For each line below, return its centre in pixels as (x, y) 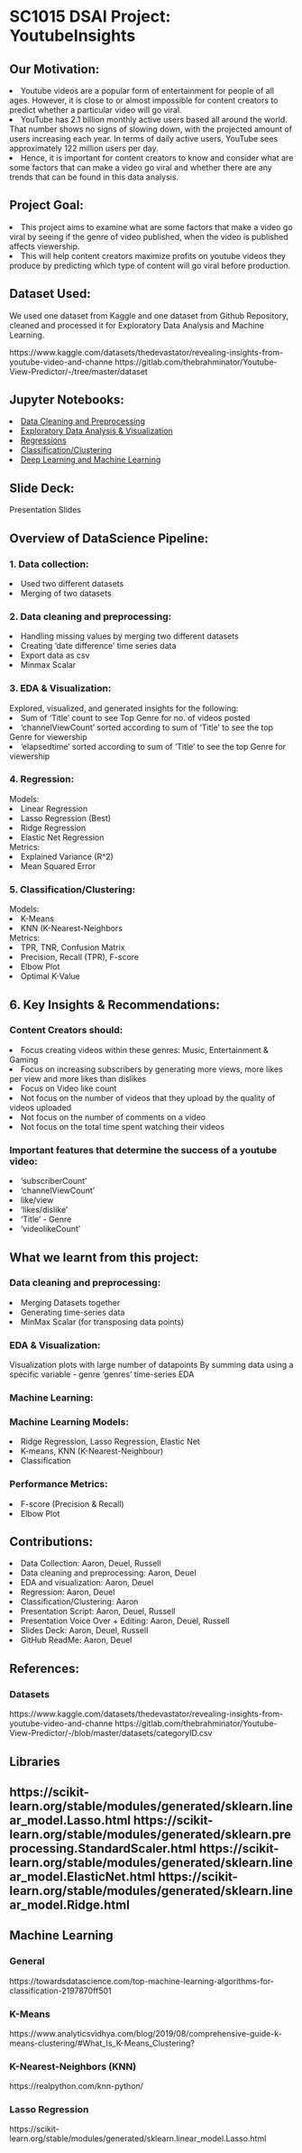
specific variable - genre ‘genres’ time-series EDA (102, 1374)
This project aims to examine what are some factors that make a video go (157, 226)
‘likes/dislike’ (45, 1210)
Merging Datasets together (71, 1302)
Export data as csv (55, 655)
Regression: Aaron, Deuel (68, 1592)
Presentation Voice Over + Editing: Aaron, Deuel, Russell (125, 1621)
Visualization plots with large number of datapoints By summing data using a (151, 1365)
